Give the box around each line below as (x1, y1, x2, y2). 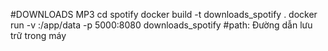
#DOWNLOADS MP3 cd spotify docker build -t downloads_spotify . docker (10, 9, 318, 20)
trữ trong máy (10, 30, 67, 41)
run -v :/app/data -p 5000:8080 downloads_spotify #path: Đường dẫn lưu (10, 19, 313, 31)
